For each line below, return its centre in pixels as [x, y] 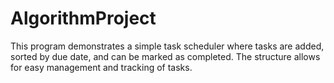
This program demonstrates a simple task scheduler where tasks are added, [167, 46]
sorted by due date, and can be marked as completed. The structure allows [165, 56]
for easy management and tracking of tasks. [101, 67]
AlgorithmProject [83, 18]
